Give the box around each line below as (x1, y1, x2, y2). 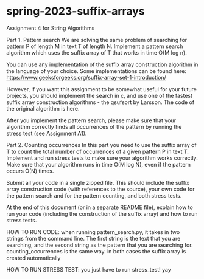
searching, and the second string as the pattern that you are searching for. (6, 241, 193, 249)
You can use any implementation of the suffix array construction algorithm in (6, 61, 199, 68)
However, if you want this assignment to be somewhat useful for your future (6, 85, 197, 92)
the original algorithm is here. (6, 105, 80, 112)
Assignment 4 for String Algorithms (6, 24, 95, 32)
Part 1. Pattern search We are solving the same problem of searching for (6, 36, 188, 43)
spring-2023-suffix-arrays (6, 4, 145, 18)
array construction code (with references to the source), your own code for (6, 185, 195, 193)
